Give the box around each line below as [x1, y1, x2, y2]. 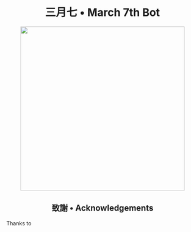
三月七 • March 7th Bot [45, 5, 160, 20]
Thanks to [6, 219, 32, 227]
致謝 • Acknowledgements [51, 203, 154, 214]
